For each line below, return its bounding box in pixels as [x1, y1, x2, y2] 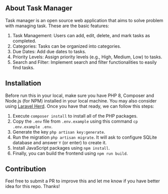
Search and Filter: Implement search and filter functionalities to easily [12, 59, 157, 65]
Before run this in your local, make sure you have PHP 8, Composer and [5, 92, 154, 99]
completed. [12, 38, 36, 44]
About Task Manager [5, 4, 73, 13]
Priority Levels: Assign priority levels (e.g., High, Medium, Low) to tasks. [12, 54, 162, 60]
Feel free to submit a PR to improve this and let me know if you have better [5, 178, 160, 184]
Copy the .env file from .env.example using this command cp [12, 118, 138, 124]
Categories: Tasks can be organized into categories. [12, 43, 122, 49]
